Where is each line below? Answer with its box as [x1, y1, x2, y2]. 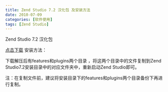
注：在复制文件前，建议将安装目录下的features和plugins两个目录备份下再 [5, 75, 159, 81]
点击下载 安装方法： [5, 47, 47, 53]
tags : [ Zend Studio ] [5, 21, 49, 27]
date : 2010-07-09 [5, 12, 42, 17]
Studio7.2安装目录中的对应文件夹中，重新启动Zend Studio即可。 [5, 64, 139, 70]
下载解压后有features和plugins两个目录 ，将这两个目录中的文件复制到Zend [5, 58, 162, 64]
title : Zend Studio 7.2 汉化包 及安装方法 [5, 7, 91, 13]
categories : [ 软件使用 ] [5, 17, 52, 22]
